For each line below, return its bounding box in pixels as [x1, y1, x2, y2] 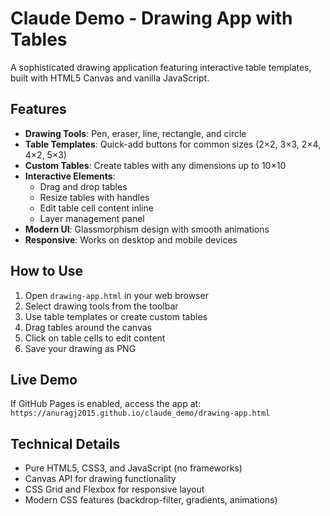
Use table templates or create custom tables [24, 310, 208, 322]
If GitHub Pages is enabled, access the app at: [10, 398, 202, 410]
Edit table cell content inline [39, 202, 154, 214]
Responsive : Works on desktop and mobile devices [24, 233, 238, 246]
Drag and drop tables [39, 180, 128, 192]
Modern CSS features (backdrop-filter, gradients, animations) [24, 494, 278, 506]
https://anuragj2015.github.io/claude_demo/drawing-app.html [10, 408, 271, 419]
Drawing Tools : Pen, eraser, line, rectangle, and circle [24, 127, 247, 139]
